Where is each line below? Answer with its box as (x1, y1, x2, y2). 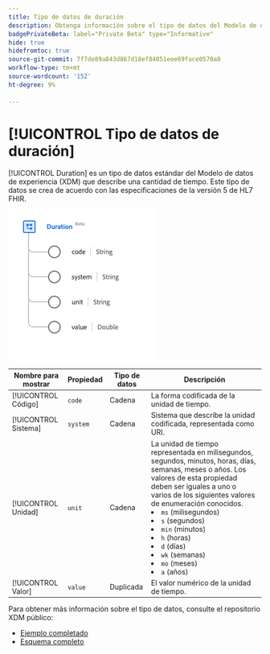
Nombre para (13, 370, 59, 380)
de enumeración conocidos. (151, 498, 243, 508)
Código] (11, 399, 39, 409)
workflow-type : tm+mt (8, 64, 81, 72)
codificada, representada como (151, 419, 255, 429)
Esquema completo (19, 637, 84, 647)
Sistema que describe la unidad (151, 411, 256, 420)
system (67, 420, 90, 429)
